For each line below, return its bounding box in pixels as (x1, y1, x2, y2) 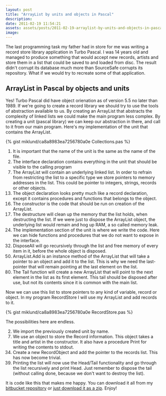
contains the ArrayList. (5, 129, 52, 135)
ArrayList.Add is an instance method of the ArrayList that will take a (12, 253, 150, 259)
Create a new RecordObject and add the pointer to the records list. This (12, 349, 158, 355)
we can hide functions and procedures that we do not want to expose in (12, 232, 159, 238)
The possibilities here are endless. (5, 318, 75, 324)
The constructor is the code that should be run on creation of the (12, 201, 145, 207)
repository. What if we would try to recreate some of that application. (5, 70, 146, 76)
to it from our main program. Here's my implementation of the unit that (5, 124, 148, 130)
